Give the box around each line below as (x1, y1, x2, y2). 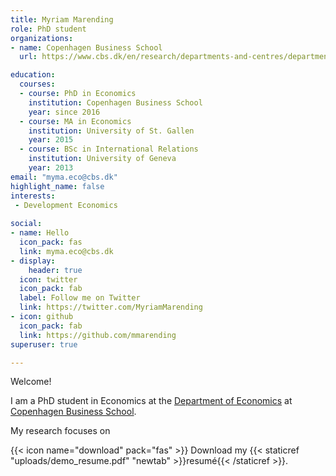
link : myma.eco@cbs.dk (19, 246, 114, 256)
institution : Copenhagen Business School (28, 97, 203, 108)
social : (10, 219, 43, 229)
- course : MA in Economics (19, 116, 132, 126)
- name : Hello (10, 228, 70, 238)
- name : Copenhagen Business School (10, 42, 163, 53)
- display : (10, 256, 56, 266)
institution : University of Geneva (28, 154, 177, 164)
